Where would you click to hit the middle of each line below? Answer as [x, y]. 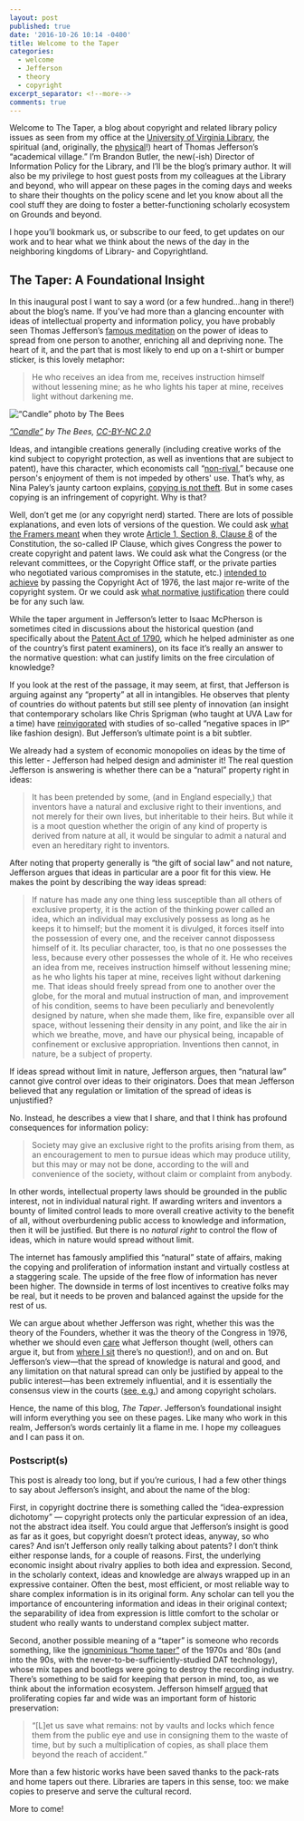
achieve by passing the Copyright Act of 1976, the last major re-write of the [149, 582]
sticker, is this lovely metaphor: [67, 360]
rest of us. [28, 1306]
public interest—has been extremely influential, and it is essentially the [141, 1381]
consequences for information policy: [79, 1128]
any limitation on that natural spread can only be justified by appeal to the [146, 1371]
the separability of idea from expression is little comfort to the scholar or [144, 1613]
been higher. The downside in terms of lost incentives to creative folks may [149, 1286]
